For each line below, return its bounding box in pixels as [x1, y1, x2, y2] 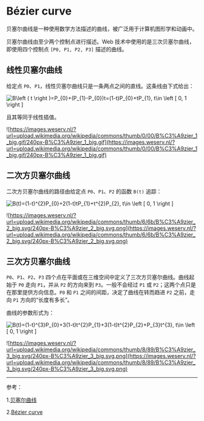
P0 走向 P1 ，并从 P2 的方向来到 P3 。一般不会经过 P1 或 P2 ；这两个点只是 [18, 281, 196, 289]
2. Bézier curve [6, 408, 43, 416]
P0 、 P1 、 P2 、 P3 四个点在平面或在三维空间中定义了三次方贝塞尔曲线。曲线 [6, 274, 189, 281]
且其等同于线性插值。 [6, 113, 59, 121]
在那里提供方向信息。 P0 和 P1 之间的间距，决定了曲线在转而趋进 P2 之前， [6, 289, 190, 296]
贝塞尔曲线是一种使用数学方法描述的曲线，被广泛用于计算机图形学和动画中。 [6, 25, 198, 32]
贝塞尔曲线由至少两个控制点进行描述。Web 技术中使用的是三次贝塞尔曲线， [6, 38, 195, 45]
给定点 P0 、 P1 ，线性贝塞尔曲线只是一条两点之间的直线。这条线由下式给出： [6, 82, 194, 89]
